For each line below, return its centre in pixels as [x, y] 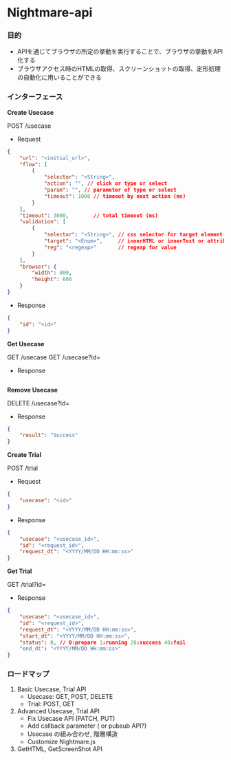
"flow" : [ [34, 164]
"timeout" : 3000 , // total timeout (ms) [89, 215]
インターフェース [35, 97]
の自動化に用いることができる [59, 78]
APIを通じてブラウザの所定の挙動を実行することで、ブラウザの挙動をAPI [120, 52]
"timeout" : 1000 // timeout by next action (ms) [115, 196]
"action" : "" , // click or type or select [106, 183]
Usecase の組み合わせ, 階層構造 [73, 734]
